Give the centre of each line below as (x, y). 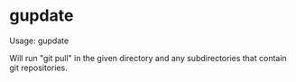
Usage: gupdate (39, 41)
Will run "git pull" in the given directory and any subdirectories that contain (148, 58)
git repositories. (38, 68)
